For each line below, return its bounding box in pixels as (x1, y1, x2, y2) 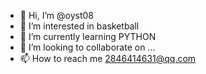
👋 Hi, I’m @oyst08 (19, 10, 94, 21)
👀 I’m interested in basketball (19, 20, 140, 32)
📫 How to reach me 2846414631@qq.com (19, 53, 197, 64)
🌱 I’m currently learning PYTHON (19, 31, 157, 42)
